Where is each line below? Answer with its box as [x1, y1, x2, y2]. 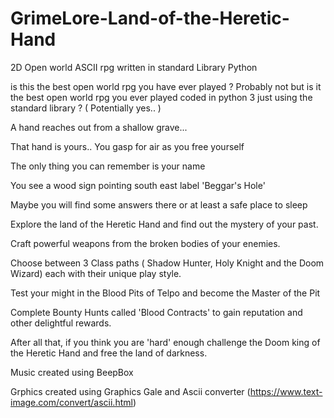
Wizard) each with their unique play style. [10, 267, 182, 279]
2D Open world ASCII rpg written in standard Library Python [10, 61, 258, 73]
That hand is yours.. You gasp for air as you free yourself [10, 140, 245, 152]
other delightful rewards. [10, 317, 112, 329]
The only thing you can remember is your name [10, 160, 206, 172]
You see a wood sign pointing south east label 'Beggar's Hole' [10, 179, 266, 191]
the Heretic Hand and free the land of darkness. [10, 347, 208, 359]
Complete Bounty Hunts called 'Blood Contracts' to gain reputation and [10, 306, 303, 318]
